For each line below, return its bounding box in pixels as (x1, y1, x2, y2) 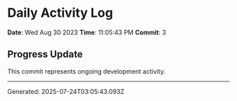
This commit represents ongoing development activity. (7, 67, 166, 75)
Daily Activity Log (7, 5, 114, 21)
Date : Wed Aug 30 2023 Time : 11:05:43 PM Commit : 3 (7, 28, 166, 36)
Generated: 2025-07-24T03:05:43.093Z (7, 87, 125, 95)
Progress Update (7, 48, 83, 60)
